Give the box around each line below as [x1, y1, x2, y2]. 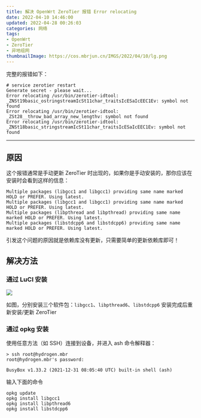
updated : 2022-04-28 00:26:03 [6, 20, 82, 26]
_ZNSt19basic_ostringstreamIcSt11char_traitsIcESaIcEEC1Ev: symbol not [6, 98, 188, 104]
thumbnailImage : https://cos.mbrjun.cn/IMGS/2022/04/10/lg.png [6, 53, 167, 59]
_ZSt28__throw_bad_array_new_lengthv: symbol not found [6, 113, 148, 119]
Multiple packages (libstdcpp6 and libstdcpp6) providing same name [6, 220, 181, 226]
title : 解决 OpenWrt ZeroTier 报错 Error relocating [6, 8, 137, 15]
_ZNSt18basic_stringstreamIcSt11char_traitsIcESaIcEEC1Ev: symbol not [6, 124, 186, 130]
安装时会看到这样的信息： [6, 177, 69, 184]
